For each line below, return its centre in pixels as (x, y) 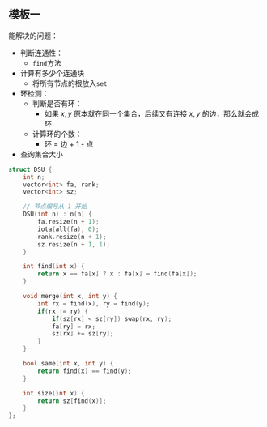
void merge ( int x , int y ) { (70, 297)
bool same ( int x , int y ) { (68, 364)
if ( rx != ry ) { (63, 311)
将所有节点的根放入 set (70, 83)
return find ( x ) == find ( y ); (85, 371)
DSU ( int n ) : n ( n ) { (57, 214)
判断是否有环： (57, 103)
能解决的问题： (33, 36)
